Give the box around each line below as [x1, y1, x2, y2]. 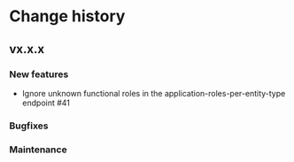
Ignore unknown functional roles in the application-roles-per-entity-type [21, 88, 286, 98]
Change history [9, 6, 126, 27]
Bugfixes [9, 120, 49, 132]
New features [9, 68, 69, 81]
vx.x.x [9, 42, 45, 57]
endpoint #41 [21, 97, 71, 108]
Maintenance [9, 143, 68, 156]
